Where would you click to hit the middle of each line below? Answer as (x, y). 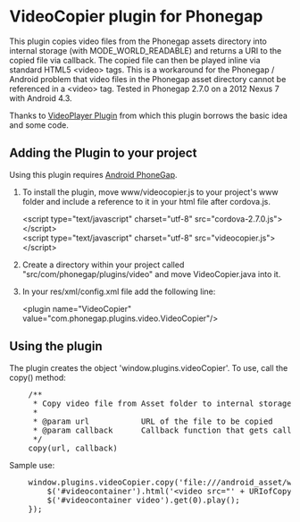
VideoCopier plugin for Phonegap (136, 17)
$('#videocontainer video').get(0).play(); (144, 500)
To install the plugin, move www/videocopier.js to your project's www (150, 192)
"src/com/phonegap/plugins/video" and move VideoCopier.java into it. (151, 274)
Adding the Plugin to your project (103, 153)
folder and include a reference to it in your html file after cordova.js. (146, 201)
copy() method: (37, 377)
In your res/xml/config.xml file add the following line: (119, 291)
